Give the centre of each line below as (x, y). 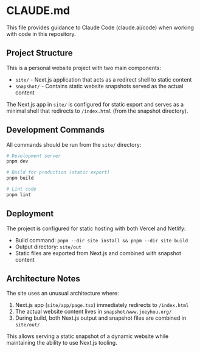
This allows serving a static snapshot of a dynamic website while (88, 336)
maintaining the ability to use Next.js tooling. (62, 343)
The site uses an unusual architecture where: (63, 294)
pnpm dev (17, 161)
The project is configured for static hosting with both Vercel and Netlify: (96, 228)
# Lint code (21, 189)
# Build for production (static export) (58, 172)
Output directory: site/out (48, 247)
